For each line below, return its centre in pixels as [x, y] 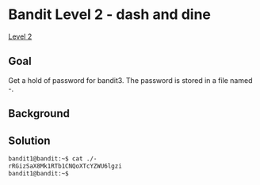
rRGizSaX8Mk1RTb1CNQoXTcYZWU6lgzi [65, 166]
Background [39, 113]
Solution [29, 140]
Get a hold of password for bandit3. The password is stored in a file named [130, 80]
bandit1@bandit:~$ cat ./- [53, 159]
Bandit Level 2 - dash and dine [110, 15]
